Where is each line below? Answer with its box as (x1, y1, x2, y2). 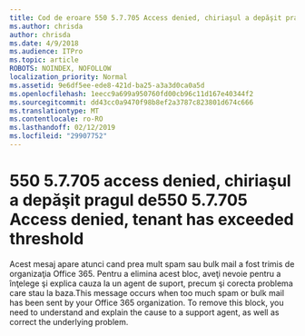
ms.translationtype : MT (9, 106, 100, 115)
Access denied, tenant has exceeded (9, 210, 294, 230)
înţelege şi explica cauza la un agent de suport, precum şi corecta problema (9, 278, 293, 289)
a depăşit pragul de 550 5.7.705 (9, 190, 248, 211)
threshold (9, 229, 84, 250)
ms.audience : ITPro (9, 47, 84, 56)
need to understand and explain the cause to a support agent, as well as (9, 306, 280, 318)
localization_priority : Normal (9, 73, 128, 82)
